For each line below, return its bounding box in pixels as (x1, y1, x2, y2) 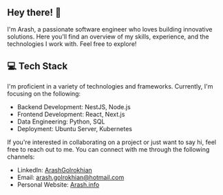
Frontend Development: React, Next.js (17, 110, 125, 118)
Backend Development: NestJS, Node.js (17, 102, 131, 111)
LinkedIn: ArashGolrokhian (17, 165, 93, 174)
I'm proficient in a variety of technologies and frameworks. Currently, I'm (7, 82, 213, 90)
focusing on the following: (7, 89, 81, 97)
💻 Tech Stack (7, 60, 68, 72)
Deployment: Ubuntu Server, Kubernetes (17, 124, 133, 133)
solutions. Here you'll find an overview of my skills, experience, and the (7, 32, 209, 41)
